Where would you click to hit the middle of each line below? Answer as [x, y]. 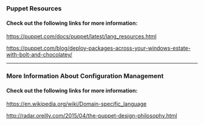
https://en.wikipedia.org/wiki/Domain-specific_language [76, 104]
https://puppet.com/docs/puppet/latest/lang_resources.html [81, 36]
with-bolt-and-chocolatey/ [39, 55]
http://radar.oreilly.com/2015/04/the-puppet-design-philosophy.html [92, 116]
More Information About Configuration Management [85, 76]
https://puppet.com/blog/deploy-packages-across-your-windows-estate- [99, 48]
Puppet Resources [34, 8]
